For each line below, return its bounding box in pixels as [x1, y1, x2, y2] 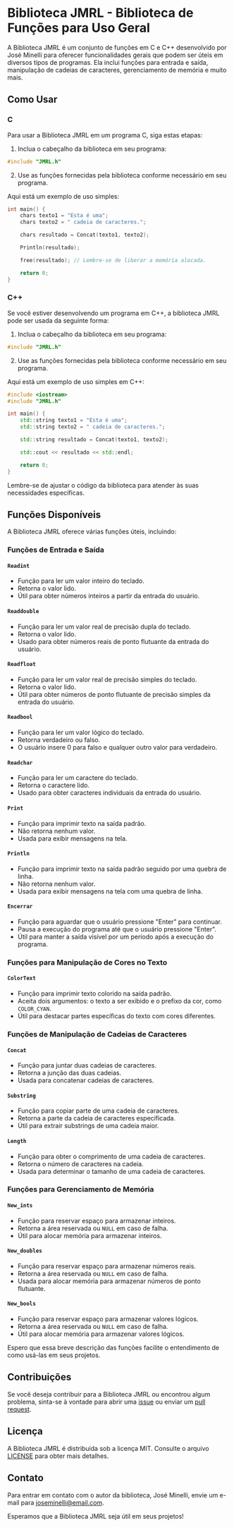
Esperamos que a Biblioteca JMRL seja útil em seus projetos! [7, 1511, 185, 1520]
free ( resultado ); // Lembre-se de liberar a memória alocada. [20, 256, 207, 264]
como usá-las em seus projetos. [7, 1351, 101, 1359]
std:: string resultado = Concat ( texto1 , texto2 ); [20, 436, 169, 443]
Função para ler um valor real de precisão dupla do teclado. [17, 622, 192, 631]
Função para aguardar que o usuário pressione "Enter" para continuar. [17, 917, 222, 926]
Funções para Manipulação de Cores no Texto [7, 957, 168, 967]
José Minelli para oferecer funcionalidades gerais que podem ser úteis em [7, 51, 223, 59]
